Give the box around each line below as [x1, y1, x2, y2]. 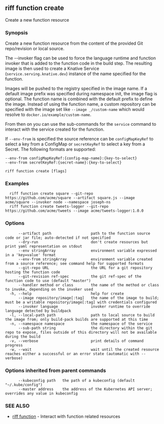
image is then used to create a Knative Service [5, 66, 100, 72]
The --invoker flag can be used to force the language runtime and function [5, 55, 156, 61]
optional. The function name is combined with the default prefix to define [5, 96, 153, 102]
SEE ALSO [5, 402, 30, 409]
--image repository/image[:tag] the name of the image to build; [18, 295, 160, 300]
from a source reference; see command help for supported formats [5, 261, 144, 266]
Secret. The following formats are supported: [5, 146, 96, 152]
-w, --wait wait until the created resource [9, 347, 160, 352]
